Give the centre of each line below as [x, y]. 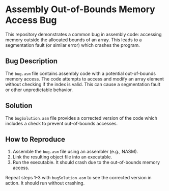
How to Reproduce [35, 139]
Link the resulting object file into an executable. [62, 157]
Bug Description [31, 61]
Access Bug [31, 20]
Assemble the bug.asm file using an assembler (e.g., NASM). [75, 152]
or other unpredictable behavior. [39, 90]
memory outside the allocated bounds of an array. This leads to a [74, 40]
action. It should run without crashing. [45, 183]
